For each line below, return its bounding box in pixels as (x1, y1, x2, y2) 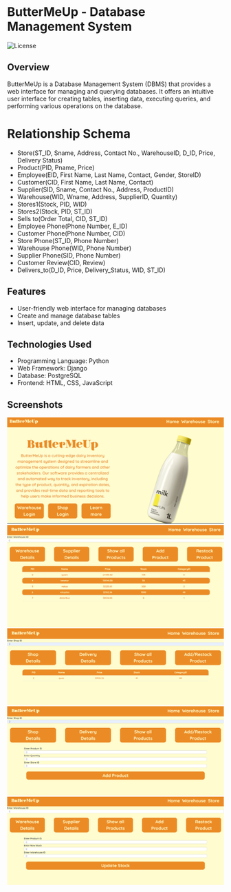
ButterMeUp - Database (7, 4, 146, 20)
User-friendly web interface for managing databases (16, 304, 166, 312)
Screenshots (7, 399, 63, 411)
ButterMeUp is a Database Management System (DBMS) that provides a (7, 80, 211, 88)
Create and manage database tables (16, 311, 120, 320)
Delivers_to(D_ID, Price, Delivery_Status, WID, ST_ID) (16, 266, 166, 274)
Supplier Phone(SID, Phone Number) (16, 251, 121, 259)
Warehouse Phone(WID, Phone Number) (16, 244, 132, 252)
